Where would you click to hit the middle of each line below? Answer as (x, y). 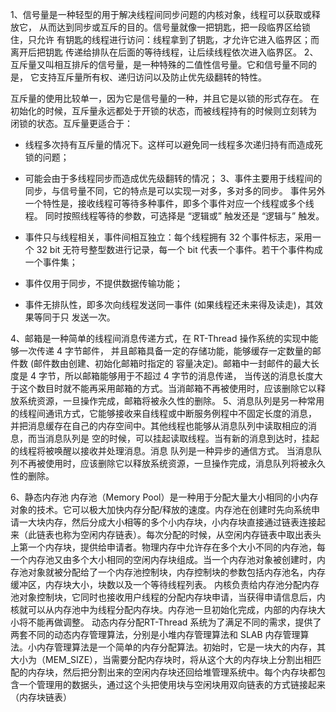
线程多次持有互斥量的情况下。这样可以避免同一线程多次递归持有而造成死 (173, 144)
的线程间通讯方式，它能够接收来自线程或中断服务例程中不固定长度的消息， (163, 413)
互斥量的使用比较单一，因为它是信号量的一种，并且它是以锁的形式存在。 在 (165, 98)
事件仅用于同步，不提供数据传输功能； (103, 283)
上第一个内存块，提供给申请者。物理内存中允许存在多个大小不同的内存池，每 (168, 547)
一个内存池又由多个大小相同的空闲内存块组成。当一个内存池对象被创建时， (163, 559)
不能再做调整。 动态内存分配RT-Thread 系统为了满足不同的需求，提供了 (174, 622)
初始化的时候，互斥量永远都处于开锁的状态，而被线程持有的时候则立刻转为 (163, 111)
